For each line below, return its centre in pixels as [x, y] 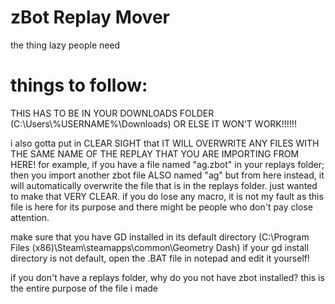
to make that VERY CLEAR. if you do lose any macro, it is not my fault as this [167, 196]
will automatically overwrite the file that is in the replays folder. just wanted [164, 185]
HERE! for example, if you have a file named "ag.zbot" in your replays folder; [167, 164]
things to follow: [79, 85]
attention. [30, 217]
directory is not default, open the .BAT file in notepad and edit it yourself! [160, 258]
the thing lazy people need [65, 45]
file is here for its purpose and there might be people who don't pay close [161, 207]
